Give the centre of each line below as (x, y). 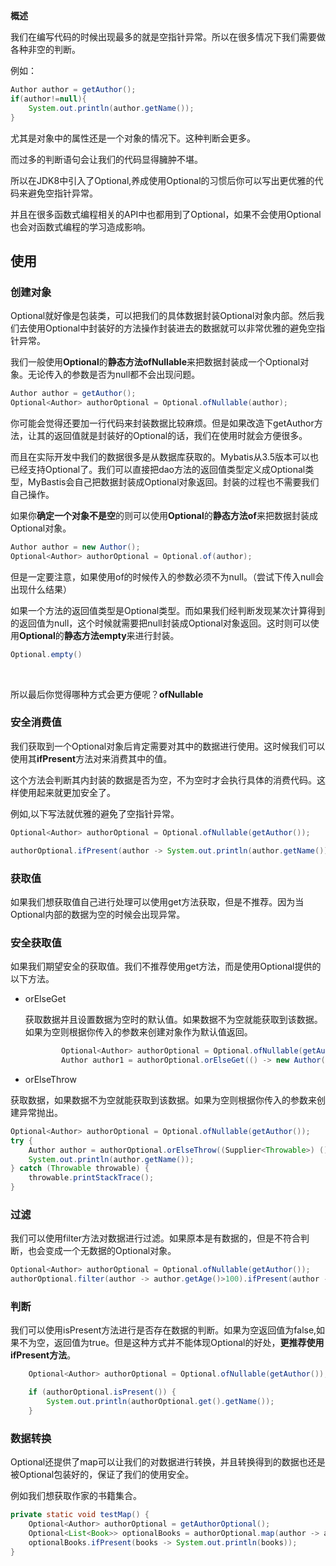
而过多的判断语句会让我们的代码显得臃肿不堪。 (106, 159)
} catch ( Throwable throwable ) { (80, 1169)
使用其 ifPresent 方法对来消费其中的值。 (91, 758)
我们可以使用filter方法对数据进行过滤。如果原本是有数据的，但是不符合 (156, 1238)
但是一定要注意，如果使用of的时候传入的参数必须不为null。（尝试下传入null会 (167, 576)
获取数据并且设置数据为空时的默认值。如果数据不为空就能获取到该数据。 (173, 1020)
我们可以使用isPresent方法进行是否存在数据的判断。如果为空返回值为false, (163, 1330)
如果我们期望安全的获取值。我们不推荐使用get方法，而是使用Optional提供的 (166, 966)
